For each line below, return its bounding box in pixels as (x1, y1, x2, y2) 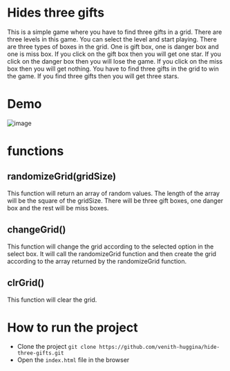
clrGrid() (7, 277, 45, 289)
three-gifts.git (17, 350, 64, 357)
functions (7, 143, 64, 159)
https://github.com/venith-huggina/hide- (99, 344, 220, 351)
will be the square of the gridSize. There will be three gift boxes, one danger (7, 196, 224, 205)
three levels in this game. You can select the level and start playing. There (7, 35, 218, 43)
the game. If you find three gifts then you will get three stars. (7, 71, 180, 80)
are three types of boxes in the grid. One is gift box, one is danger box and (7, 42, 219, 51)
